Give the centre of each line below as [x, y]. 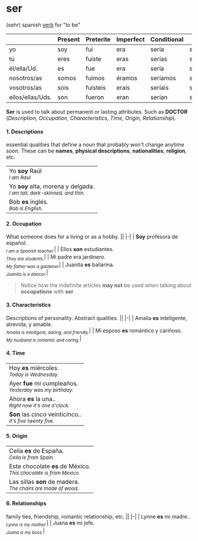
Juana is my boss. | [26, 531]
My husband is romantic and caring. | [44, 339]
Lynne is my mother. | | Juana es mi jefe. [50, 523]
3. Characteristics [29, 305]
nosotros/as [26, 78]
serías [159, 59]
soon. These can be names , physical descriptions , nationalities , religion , [96, 151]
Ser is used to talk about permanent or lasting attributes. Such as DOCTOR [97, 111]
